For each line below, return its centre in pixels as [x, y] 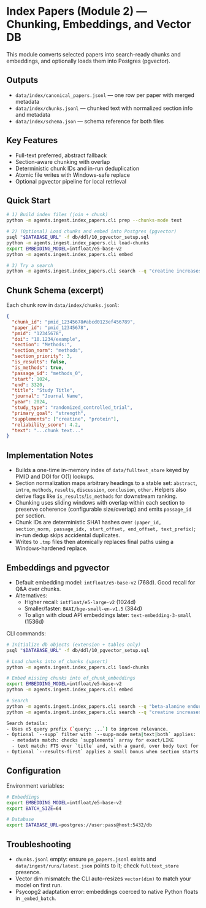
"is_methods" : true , [38, 367]
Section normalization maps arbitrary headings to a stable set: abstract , [106, 483]
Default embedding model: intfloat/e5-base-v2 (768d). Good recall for [105, 582]
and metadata [33, 114]
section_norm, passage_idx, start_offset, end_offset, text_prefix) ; [105, 529]
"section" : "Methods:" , [42, 345]
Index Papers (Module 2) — [77, 11]
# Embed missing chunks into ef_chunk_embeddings [71, 678]
